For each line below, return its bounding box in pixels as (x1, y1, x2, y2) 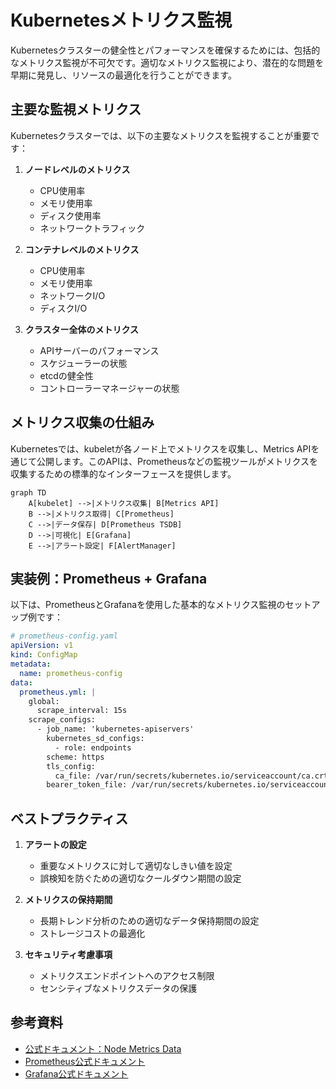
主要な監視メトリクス (10, 101, 142, 118)
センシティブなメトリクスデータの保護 (39, 982, 198, 995)
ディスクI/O (39, 302, 88, 314)
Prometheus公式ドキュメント (24, 1055, 146, 1067)
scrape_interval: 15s (36, 706, 128, 716)
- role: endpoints (54, 742, 132, 753)
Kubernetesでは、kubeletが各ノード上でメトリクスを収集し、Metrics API (10, 442, 312, 455)
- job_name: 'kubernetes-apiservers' (36, 724, 195, 735)
